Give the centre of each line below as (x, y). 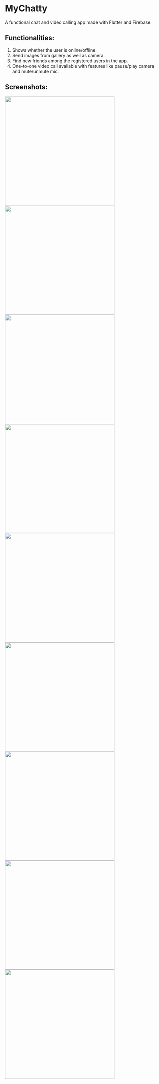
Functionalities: (30, 38)
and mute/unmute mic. (35, 71)
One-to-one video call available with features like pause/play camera (83, 66)
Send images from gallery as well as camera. (58, 55)
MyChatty (26, 9)
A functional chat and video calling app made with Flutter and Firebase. (79, 22)
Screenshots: (27, 87)
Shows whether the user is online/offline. (55, 50)
